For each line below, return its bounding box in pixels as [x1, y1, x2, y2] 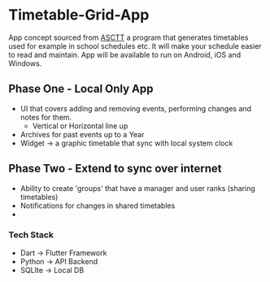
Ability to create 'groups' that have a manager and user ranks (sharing [20, 183, 256, 193]
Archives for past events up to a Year [20, 129, 145, 139]
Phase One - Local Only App [8, 82, 154, 96]
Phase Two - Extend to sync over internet [8, 162, 222, 176]
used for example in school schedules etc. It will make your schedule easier [8, 41, 262, 50]
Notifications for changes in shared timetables [20, 201, 176, 210]
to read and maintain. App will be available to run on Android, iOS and [8, 50, 242, 59]
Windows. [8, 59, 42, 68]
